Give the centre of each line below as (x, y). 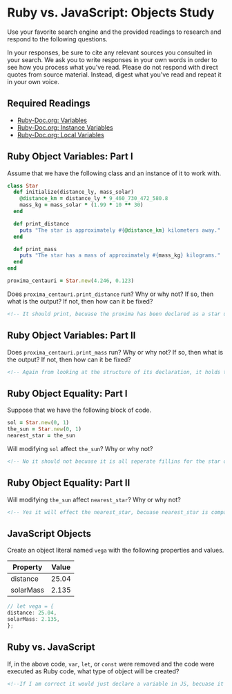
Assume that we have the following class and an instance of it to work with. (114, 173)
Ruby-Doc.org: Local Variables (61, 135)
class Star (23, 186)
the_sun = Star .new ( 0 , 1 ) (44, 429)
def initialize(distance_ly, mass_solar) (74, 192)
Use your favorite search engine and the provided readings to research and (114, 32)
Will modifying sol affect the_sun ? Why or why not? (80, 448)
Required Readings (49, 104)
